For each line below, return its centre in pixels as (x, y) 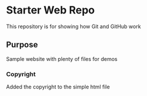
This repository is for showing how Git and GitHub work (73, 26)
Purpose (22, 45)
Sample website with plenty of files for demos (62, 59)
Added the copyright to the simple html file (58, 87)
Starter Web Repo (50, 10)
